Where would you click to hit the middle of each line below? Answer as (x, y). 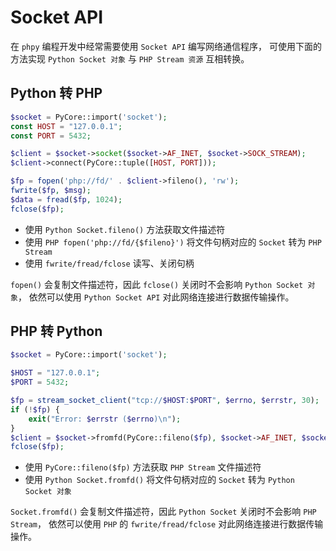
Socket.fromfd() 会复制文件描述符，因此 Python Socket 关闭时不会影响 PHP (163, 512)
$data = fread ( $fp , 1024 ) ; (66, 199)
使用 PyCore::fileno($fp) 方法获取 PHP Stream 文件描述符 (143, 467)
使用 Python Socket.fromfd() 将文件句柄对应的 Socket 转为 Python (159, 480)
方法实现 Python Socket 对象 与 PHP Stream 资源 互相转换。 (130, 58)
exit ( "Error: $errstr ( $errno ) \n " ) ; (105, 419)
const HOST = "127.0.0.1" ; (66, 126)
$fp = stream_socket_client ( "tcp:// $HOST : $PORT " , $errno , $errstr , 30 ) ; (165, 401)
